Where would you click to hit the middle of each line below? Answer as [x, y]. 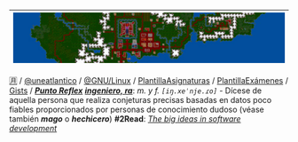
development [33, 128]
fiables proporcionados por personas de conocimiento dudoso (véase [137, 109]
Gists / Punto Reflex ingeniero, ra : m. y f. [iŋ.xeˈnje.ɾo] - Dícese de [136, 91]
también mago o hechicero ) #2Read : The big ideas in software [125, 118]
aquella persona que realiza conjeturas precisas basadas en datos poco [141, 99]
